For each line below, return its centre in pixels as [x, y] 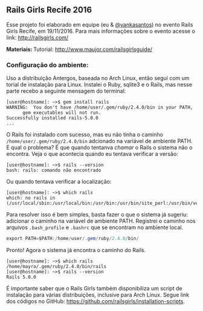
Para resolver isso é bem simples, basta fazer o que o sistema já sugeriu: [97, 215]
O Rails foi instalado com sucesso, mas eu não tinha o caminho [85, 135]
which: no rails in [31, 198]
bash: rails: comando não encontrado [54, 170]
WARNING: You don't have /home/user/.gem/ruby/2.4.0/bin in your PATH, [100, 108]
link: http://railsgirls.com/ [37, 37]
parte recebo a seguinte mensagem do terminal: [66, 91]
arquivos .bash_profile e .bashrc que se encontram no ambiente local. [95, 227]
